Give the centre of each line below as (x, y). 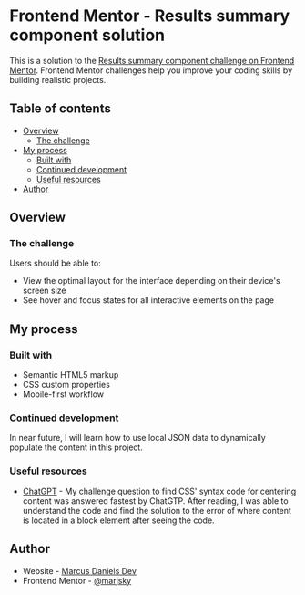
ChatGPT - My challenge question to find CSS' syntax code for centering (159, 491)
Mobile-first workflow (63, 394)
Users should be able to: (56, 263)
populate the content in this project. (76, 447)
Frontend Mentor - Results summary (150, 16)
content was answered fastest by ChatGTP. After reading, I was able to (155, 501)
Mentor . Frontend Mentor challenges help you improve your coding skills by (151, 70)
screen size (44, 291)
